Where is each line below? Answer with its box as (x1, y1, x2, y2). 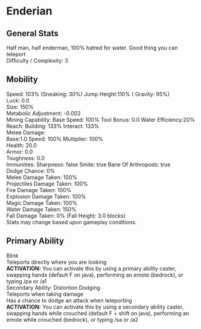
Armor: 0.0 (6, 148, 33, 155)
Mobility (6, 74, 38, 85)
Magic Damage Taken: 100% (6, 199, 77, 206)
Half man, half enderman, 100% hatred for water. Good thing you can (6, 44, 178, 51)
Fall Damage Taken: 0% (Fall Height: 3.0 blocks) (6, 212, 126, 219)
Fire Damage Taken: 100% (6, 186, 72, 193)
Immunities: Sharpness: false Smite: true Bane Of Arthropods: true (6, 161, 171, 168)
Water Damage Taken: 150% (6, 205, 77, 213)
